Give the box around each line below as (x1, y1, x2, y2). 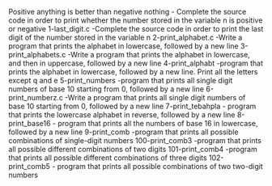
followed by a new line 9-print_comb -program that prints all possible (8, 127, 239, 137)
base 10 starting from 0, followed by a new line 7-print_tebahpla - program (8, 101, 257, 111)
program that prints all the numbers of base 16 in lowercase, (57, 119, 258, 128)
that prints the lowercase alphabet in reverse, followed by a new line (8, 110, 236, 120)
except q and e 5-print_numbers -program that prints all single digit (8, 76, 233, 85)
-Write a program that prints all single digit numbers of (64, 93, 246, 102)
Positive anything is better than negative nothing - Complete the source (8, 7, 247, 16)
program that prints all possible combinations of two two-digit (57, 162, 263, 171)
